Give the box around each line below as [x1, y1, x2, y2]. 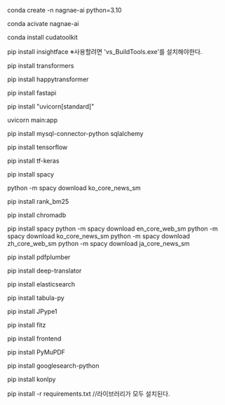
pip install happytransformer [7, 75, 89, 83]
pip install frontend [7, 334, 62, 343]
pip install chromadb [7, 211, 67, 219]
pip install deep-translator [7, 266, 82, 275]
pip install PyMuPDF [7, 348, 65, 356]
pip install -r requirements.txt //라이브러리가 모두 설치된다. [7, 390, 170, 398]
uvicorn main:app [7, 116, 58, 124]
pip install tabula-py [7, 294, 64, 302]
